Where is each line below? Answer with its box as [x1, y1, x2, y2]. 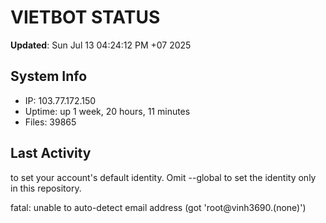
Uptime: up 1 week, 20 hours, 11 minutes [24, 105, 191, 117]
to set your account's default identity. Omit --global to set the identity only [10, 171, 317, 183]
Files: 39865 [24, 116, 77, 128]
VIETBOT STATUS [10, 6, 161, 29]
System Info [10, 68, 88, 85]
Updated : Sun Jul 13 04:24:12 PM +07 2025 [10, 39, 192, 51]
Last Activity [10, 145, 92, 162]
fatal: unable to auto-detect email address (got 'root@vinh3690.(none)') [10, 201, 307, 213]
